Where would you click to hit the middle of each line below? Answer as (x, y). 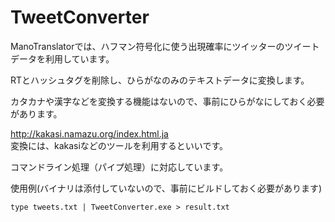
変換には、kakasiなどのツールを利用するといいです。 (119, 145)
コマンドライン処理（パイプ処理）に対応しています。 (119, 167)
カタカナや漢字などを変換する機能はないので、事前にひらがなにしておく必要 (167, 101)
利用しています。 (79, 58)
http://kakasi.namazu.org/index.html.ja (89, 133)
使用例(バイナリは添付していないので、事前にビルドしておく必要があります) (166, 188)
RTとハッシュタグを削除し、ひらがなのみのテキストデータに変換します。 (160, 80)
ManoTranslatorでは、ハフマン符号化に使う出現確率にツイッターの (147, 46)
